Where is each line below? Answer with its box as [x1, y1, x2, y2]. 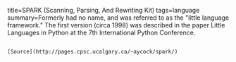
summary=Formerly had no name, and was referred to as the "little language [7, 13, 230, 22]
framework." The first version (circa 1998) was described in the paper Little [7, 21, 225, 29]
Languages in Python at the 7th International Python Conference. [7, 28, 196, 37]
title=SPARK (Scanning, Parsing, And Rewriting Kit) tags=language [7, 6, 200, 14]
